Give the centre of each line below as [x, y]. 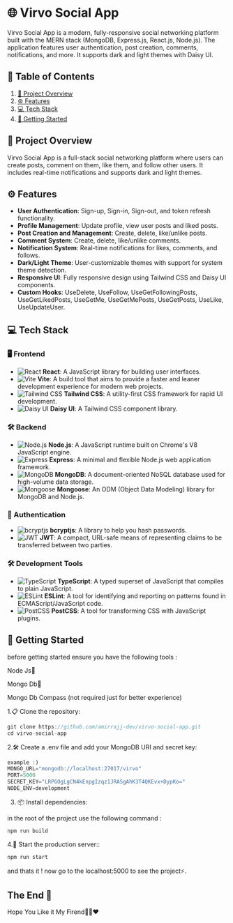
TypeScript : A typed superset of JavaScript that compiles [141, 581]
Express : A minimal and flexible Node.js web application [130, 460]
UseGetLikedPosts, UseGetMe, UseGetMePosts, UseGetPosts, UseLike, [120, 300]
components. [36, 285]
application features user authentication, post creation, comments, [103, 47]
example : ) [23, 762]
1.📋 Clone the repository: [44, 711]
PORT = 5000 [22, 775]
